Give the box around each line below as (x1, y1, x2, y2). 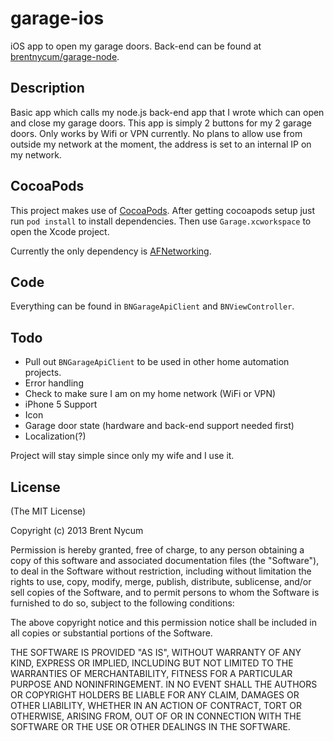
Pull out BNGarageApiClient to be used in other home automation (24, 356, 290, 368)
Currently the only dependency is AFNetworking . (10, 245, 212, 257)
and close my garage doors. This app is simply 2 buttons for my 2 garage (10, 117, 312, 129)
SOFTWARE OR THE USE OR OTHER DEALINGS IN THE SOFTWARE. (10, 721, 291, 732)
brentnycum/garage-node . (10, 50, 120, 62)
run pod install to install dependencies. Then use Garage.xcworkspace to (10, 215, 312, 227)
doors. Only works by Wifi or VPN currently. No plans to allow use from (10, 127, 303, 139)
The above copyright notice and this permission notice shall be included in (10, 617, 317, 628)
